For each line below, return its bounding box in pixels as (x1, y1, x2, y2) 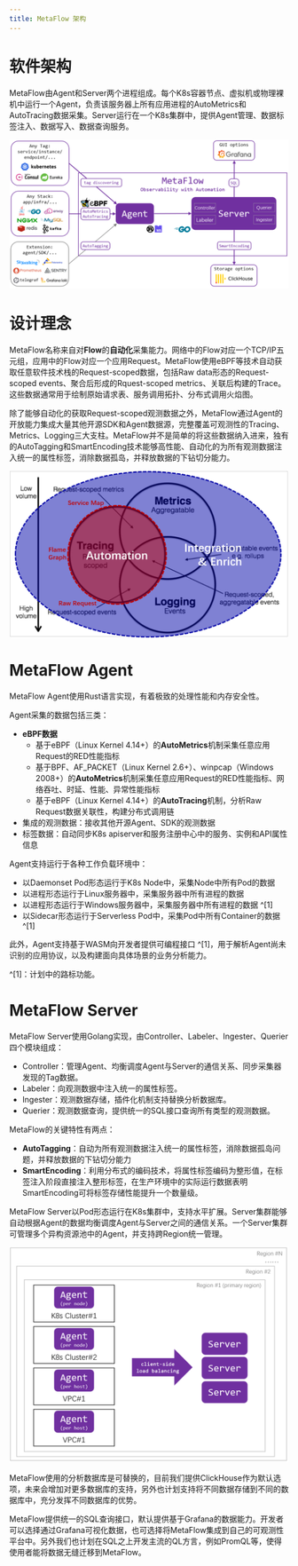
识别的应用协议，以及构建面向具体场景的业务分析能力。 (9, 950, 211, 961)
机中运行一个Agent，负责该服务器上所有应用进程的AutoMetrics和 (9, 99, 247, 109)
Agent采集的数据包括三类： (9, 709, 109, 720)
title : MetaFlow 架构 (9, 14, 87, 23)
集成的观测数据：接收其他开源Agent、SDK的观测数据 (21, 817, 216, 827)
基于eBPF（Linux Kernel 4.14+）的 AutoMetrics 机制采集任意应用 (35, 739, 271, 750)
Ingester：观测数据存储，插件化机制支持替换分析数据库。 (21, 1094, 231, 1104)
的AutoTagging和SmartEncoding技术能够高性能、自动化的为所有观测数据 (9, 441, 275, 452)
